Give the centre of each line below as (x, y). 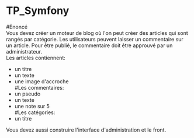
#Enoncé (17, 27)
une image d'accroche (41, 81)
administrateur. (24, 51)
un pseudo (27, 94)
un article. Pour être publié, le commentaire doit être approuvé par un (89, 45)
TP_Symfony (38, 11)
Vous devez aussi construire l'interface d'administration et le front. (86, 130)
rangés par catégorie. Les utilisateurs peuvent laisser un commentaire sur (95, 39)
